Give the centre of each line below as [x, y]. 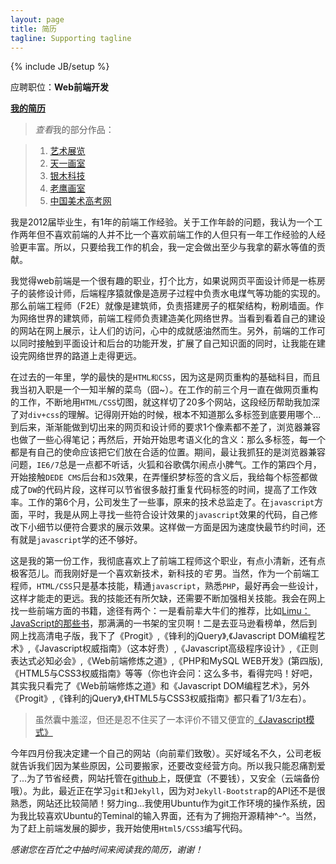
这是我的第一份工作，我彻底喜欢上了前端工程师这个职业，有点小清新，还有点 [168, 561]
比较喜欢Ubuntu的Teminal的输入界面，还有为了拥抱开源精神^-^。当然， [174, 816]
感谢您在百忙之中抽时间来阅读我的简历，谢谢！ [106, 850]
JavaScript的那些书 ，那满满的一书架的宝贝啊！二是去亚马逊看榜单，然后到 [164, 623]
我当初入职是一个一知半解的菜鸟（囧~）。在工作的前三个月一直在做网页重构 [164, 390]
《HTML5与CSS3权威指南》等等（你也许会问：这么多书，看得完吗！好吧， [164, 673]
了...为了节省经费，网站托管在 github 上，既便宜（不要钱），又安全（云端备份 [165, 778]
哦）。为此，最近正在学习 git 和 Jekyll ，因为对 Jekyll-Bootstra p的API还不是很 [168, 791]
